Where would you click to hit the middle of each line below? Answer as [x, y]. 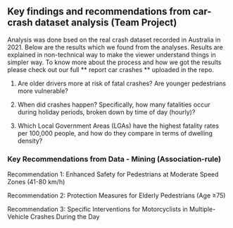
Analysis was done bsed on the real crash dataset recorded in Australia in [114, 40]
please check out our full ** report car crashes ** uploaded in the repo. [111, 69]
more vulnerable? [43, 90]
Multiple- [202, 209]
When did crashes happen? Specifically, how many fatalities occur [114, 104]
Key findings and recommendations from [99, 12]
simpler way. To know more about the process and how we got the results [114, 62]
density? [30, 140]
